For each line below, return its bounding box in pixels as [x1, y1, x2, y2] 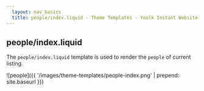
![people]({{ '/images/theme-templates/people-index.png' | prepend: [6, 71, 180, 79]
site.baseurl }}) [6, 78, 44, 86]
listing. [6, 60, 23, 67]
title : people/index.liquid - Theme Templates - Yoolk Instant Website [12, 15, 199, 21]
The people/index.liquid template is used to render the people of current [6, 53, 191, 61]
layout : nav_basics [12, 9, 62, 15]
